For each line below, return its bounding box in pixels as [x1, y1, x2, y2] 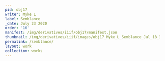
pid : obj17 [5, 7, 27, 12]
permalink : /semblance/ [5, 39, 54, 44]
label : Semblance [5, 16, 41, 21]
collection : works [5, 48, 43, 53]
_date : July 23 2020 [5, 21, 48, 26]
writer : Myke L [5, 12, 36, 17]
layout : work [5, 44, 32, 49]
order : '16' [5, 26, 29, 30]
